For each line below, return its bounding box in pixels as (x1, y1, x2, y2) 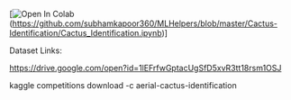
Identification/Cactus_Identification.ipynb (9, 28, 162, 38)
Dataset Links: (9, 45, 63, 56)
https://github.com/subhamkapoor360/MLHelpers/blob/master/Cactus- (12, 18, 277, 29)
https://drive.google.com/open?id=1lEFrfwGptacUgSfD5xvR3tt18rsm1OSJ (9, 63, 282, 73)
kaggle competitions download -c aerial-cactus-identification (9, 80, 237, 90)
